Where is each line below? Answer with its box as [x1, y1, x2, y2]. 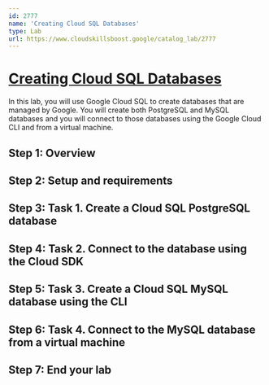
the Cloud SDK [8, 254, 84, 269]
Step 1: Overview [8, 146, 96, 160]
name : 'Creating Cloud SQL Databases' [8, 20, 140, 28]
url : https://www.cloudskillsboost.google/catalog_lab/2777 [8, 34, 217, 43]
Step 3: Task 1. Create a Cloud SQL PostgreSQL [8, 201, 250, 216]
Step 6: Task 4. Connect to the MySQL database [8, 322, 256, 336]
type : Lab [8, 27, 42, 35]
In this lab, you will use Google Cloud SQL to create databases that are [8, 97, 245, 107]
